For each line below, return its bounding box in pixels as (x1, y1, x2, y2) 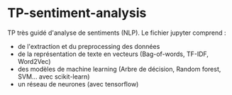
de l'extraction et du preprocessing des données (17, 42, 160, 50)
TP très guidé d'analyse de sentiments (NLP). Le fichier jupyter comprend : (7, 28, 226, 37)
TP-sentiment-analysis (7, 5, 147, 21)
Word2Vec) (17, 57, 51, 65)
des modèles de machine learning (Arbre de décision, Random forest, (17, 65, 221, 73)
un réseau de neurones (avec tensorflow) (17, 79, 139, 88)
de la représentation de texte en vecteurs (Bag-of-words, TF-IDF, (17, 50, 209, 58)
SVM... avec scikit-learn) (17, 72, 90, 81)
